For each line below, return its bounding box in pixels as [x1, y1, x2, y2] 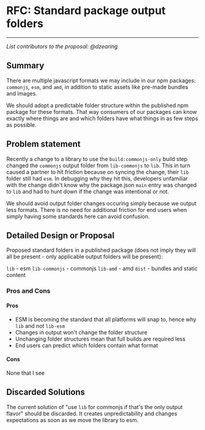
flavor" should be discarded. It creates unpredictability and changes [6, 410, 178, 417]
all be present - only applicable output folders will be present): [6, 253, 163, 260]
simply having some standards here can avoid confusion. [6, 213, 150, 220]
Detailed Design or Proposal [6, 230, 115, 241]
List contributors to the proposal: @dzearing [6, 42, 118, 50]
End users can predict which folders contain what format [15, 341, 159, 349]
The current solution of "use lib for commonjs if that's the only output [6, 403, 183, 410]
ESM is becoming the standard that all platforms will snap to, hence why [15, 315, 196, 323]
